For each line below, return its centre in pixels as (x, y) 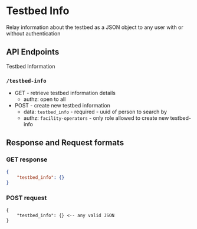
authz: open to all (45, 99)
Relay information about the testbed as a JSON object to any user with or (95, 27)
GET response (27, 159)
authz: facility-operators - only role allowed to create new (96, 118)
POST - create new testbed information (62, 106)
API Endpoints (33, 52)
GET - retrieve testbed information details (65, 93)
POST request (27, 198)
